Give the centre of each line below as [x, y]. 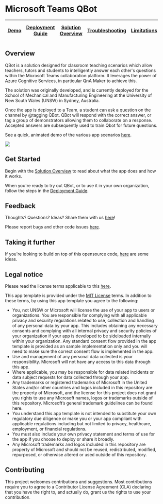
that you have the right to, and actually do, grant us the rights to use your [78, 492]
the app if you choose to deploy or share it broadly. [63, 439]
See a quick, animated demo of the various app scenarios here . [68, 135]
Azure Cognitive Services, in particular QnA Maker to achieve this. [71, 81]
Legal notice [24, 274]
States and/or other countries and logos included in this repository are [82, 388]
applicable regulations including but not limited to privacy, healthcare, [81, 424]
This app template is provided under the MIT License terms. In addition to [78, 295]
